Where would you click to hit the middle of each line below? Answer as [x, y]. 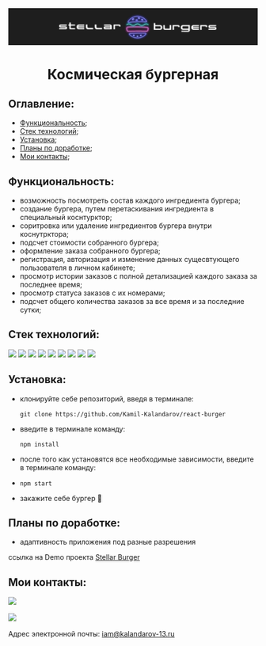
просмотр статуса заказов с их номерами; [92, 293]
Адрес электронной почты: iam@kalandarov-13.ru [92, 634]
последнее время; [51, 284]
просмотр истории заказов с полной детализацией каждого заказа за [138, 275]
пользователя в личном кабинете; [78, 268]
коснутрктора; [44, 234]
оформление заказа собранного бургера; [90, 251]
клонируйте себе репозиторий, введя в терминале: [106, 398]
